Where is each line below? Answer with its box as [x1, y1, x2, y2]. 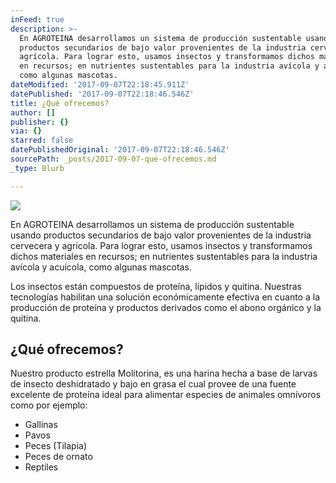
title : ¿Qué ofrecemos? [10, 98, 110, 108]
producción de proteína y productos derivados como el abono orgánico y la [10, 301, 322, 313]
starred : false [10, 136, 74, 146]
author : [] [10, 107, 56, 118]
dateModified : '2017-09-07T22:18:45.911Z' [10, 80, 190, 90]
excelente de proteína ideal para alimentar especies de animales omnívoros [10, 389, 322, 401]
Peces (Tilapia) [24, 440, 88, 452]
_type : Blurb [10, 163, 65, 173]
